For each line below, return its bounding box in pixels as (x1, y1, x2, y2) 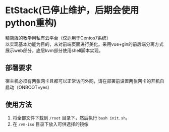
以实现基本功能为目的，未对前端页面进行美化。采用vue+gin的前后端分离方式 (5, 41, 164, 47)
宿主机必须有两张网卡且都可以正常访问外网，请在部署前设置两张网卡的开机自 (5, 78, 164, 84)
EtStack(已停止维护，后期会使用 (5, 5, 139, 16)
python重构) (5, 17, 57, 29)
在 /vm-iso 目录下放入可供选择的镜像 (12, 121, 89, 127)
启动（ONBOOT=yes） (5, 84, 52, 90)
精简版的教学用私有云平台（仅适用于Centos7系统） (5, 35, 111, 41)
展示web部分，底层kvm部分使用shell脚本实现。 (5, 47, 103, 53)
